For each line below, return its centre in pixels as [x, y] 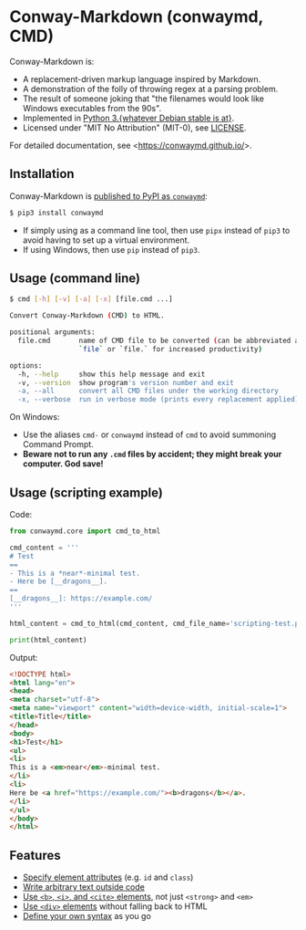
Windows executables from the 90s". [92, 108]
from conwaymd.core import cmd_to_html [85, 531]
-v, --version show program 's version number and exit [126, 382]
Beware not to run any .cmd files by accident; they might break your [152, 455]
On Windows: [35, 417]
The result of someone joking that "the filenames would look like [143, 99]
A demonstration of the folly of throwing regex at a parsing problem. [150, 89]
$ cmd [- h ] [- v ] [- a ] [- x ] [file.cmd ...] [91, 299]
